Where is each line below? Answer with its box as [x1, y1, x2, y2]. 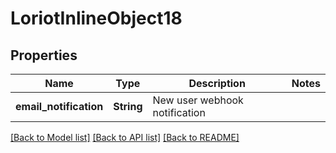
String [113, 100, 143, 113]
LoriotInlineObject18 [10, 7, 183, 30]
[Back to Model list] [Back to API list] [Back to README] [10, 132, 240, 143]
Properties [10, 47, 78, 64]
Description [188, 77, 246, 90]
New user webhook [152, 93, 244, 107]
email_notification [15, 100, 104, 113]
